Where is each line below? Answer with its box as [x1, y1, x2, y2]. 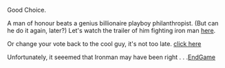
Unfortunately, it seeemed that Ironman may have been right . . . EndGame [7, 53, 215, 61]
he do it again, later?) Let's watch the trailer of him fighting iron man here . [7, 27, 216, 34]
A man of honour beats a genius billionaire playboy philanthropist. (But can [7, 19, 219, 27]
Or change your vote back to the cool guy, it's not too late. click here [7, 40, 202, 47]
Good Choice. [7, 6, 47, 14]
